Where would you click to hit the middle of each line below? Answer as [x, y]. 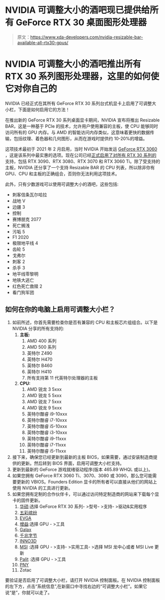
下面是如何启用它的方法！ [44, 110]
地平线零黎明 [25, 274]
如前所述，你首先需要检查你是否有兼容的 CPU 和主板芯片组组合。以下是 [85, 322]
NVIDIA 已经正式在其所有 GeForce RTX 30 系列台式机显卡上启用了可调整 [79, 103]
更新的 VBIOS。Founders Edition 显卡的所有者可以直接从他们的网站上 [87, 482]
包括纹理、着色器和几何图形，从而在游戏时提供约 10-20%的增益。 [81, 138]
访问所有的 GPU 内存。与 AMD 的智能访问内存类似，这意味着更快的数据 [78, 132]
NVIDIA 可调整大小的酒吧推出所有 [73, 64]
